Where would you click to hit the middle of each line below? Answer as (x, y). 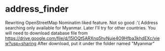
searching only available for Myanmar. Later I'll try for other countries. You (81, 27)
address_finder (37, 9)
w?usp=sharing (21, 43)
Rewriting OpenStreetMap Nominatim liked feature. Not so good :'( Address (82, 23)
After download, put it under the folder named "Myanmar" (96, 43)
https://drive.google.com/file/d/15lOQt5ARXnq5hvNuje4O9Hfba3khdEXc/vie (82, 38)
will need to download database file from (47, 33)
